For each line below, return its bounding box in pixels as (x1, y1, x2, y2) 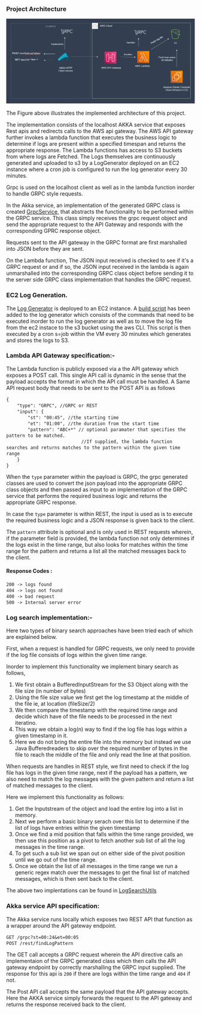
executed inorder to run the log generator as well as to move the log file (6, 317, 182, 325)
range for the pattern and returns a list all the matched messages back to (6, 547, 187, 554)
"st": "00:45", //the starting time (28, 415, 119, 421)
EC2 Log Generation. (6, 291, 68, 299)
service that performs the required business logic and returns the (6, 492, 167, 499)
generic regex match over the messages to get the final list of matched (14, 869, 190, 876)
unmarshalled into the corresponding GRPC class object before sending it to (6, 269, 194, 277)
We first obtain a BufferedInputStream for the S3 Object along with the (14, 681, 188, 688)
